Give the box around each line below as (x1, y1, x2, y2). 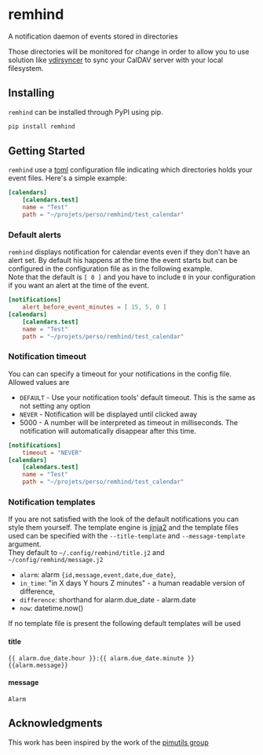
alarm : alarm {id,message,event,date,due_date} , (19, 570, 177, 579)
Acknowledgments (8, 716, 104, 730)
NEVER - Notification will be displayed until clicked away (19, 409, 198, 419)
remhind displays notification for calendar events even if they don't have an (8, 247, 250, 257)
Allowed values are (8, 377, 70, 387)
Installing (8, 87, 55, 100)
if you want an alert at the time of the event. (8, 281, 149, 291)
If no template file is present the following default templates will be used (8, 619, 241, 628)
